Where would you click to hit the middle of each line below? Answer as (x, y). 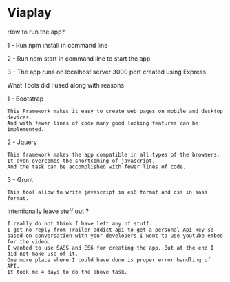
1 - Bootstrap (25, 99)
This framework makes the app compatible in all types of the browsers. (114, 154)
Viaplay (29, 13)
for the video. (29, 242)
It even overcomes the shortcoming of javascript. (81, 161)
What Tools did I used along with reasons (66, 85)
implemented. (26, 129)
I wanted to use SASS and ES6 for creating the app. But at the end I (111, 248)
